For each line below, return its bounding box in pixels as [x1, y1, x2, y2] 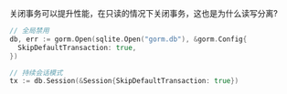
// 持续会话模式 [9, 68, 63, 78]
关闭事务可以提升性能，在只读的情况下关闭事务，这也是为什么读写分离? [9, 8, 279, 18]
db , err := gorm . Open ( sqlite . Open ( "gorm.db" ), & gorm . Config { [9, 35, 248, 44]
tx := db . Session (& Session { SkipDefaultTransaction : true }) [9, 77, 239, 86]
